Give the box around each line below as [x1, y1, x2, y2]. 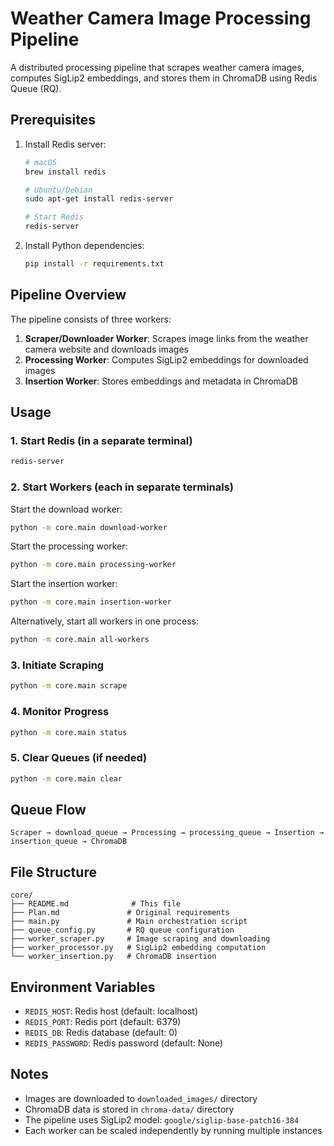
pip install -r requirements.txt [24, 259, 165, 269]
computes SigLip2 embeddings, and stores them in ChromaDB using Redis [10, 72, 318, 84]
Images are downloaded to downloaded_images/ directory [24, 1092, 258, 1104]
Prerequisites [10, 112, 96, 129]
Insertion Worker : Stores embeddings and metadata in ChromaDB [24, 375, 298, 387]
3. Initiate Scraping [10, 658, 105, 672]
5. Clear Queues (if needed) [10, 751, 148, 765]
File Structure [10, 863, 97, 881]
